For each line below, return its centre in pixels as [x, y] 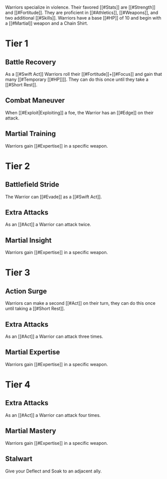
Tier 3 [18, 273]
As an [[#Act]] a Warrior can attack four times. [53, 415]
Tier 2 [18, 166]
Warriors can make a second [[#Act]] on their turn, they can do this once [80, 303]
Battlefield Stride [32, 185]
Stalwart [19, 459]
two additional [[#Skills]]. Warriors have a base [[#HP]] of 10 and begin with [83, 18]
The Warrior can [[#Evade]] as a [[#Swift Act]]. [53, 197]
